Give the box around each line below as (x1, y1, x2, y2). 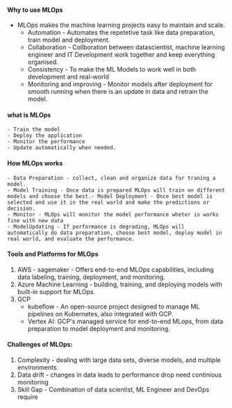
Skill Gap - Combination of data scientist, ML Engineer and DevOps (17, 386, 210, 394)
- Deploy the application (7, 132, 82, 139)
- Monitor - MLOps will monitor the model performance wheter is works (7, 211, 219, 218)
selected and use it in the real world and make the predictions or (7, 199, 210, 206)
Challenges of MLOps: (7, 341, 73, 349)
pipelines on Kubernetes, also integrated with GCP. (27, 309, 174, 318)
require (17, 393, 38, 401)
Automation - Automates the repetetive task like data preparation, (27, 28, 215, 37)
